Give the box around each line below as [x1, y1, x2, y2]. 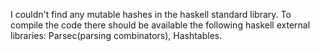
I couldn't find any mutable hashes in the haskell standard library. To [10, 9, 292, 20]
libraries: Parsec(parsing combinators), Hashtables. [10, 30, 223, 41]
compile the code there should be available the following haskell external [10, 19, 311, 31]
